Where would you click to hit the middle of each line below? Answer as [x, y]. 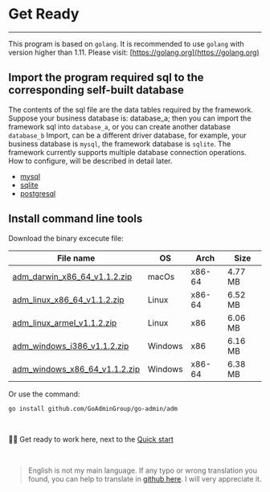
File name [76, 258]
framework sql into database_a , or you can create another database [120, 126]
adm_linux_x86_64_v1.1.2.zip [68, 300]
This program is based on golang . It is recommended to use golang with [126, 43]
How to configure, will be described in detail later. [90, 161]
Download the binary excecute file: [66, 238]
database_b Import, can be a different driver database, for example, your [127, 135]
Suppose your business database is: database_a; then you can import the [130, 118]
